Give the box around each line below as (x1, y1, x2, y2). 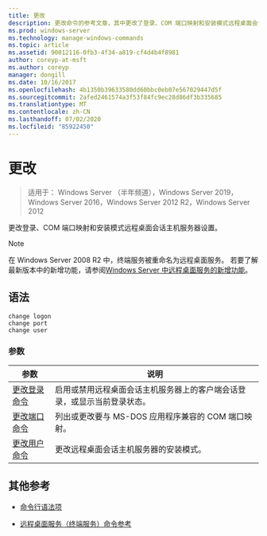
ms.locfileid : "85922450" (8, 123, 94, 131)
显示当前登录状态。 (79, 396, 151, 407)
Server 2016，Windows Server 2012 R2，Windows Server (60, 197, 250, 207)
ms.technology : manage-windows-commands (8, 33, 145, 42)
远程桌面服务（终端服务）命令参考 (19, 518, 132, 528)
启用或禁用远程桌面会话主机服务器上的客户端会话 (55, 384, 238, 395)
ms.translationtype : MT (8, 100, 87, 108)
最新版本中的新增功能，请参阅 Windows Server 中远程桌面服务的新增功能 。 (8, 264, 253, 275)
